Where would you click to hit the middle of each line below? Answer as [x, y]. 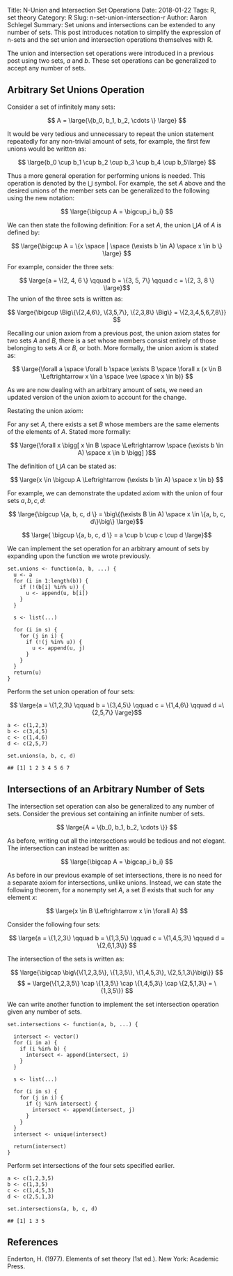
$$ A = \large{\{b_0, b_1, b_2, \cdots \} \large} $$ [117, 120]
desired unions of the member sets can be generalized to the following [109, 190]
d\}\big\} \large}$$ [117, 521]
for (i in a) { [35, 1042]
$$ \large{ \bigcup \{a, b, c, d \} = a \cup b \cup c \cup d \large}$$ [117, 535]
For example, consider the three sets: [61, 267]
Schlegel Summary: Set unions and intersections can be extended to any [111, 25]
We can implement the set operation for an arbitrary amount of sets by [108, 548]
